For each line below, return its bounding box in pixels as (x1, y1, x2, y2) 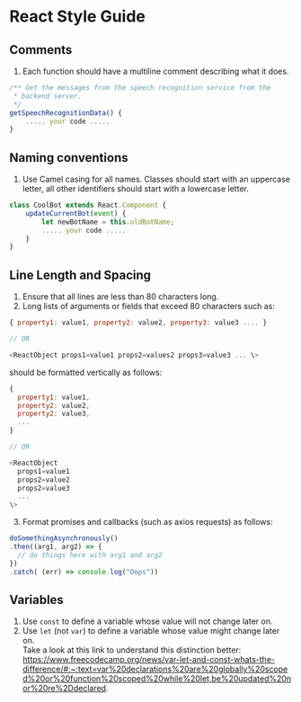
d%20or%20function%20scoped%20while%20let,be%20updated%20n (22, 673, 292, 684)
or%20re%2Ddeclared (22, 683, 106, 694)
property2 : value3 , (17, 409, 91, 419)
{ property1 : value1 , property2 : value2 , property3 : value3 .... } (9, 318, 268, 327)
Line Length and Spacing (9, 267, 151, 282)
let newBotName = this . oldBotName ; (41, 218, 175, 227)
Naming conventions (9, 150, 128, 165)
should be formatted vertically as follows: (9, 367, 163, 378)
